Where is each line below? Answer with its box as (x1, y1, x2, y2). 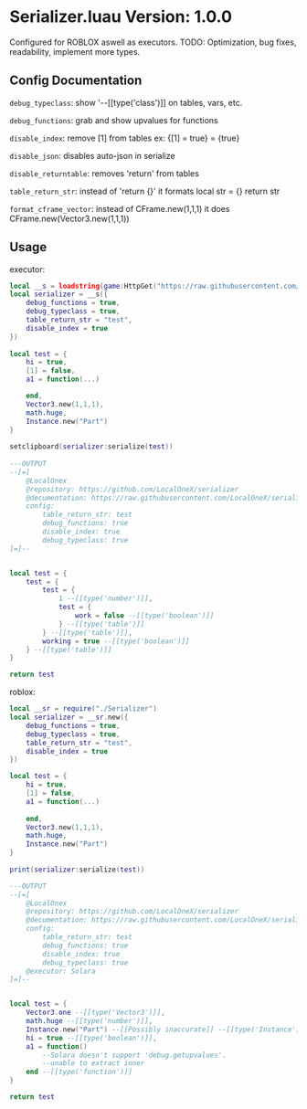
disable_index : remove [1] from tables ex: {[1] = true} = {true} (9, 132, 240, 143)
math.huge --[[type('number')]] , (26, 1017, 153, 1026)
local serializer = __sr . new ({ (9, 713, 129, 723)
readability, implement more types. (9, 46, 141, 57)
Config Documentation (9, 73, 143, 89)
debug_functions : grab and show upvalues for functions (9, 114, 218, 125)
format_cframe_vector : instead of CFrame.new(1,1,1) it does (9, 203, 230, 214)
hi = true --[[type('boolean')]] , (26, 1033, 157, 1042)
